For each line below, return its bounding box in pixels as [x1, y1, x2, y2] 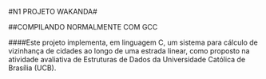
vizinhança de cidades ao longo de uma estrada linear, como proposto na [8, 46, 250, 55]
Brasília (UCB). [8, 63, 57, 73]
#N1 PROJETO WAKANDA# [8, 7, 97, 16]
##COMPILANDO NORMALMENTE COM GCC [8, 22, 158, 31]
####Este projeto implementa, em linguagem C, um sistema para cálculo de [8, 38, 258, 47]
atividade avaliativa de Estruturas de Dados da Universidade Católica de [8, 55, 246, 64]
